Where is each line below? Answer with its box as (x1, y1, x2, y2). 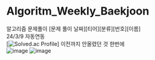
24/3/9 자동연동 (6, 32, 45, 40)
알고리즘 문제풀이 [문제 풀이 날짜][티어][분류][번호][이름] (6, 25, 141, 32)
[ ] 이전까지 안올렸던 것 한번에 (6, 40, 125, 47)
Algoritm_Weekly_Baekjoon (6, 4, 149, 18)
